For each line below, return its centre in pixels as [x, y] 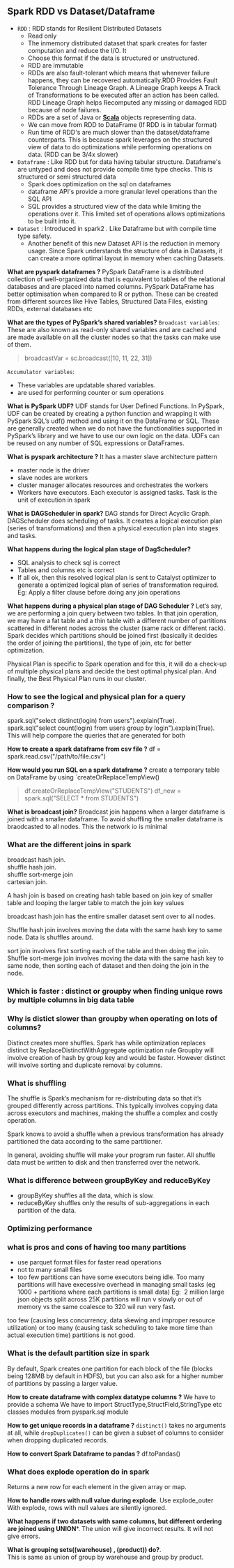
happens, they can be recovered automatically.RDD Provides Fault [123, 80]
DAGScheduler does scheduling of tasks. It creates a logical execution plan [115, 521]
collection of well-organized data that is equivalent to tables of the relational [116, 279]
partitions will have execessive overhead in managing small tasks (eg [116, 1285]
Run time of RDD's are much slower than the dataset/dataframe [119, 132]
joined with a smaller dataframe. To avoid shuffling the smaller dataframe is [115, 819]
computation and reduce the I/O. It [77, 50]
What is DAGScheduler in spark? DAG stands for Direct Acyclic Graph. [109, 513]
